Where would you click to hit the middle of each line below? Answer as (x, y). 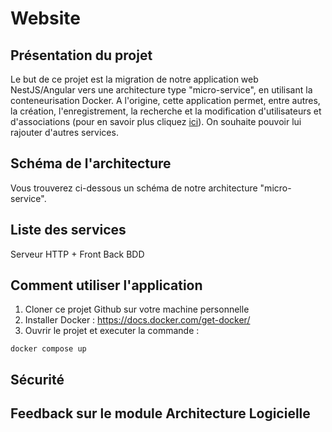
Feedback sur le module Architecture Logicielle (160, 413)
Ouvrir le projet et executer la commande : (112, 331)
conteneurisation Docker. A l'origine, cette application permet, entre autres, (165, 100)
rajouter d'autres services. (64, 132)
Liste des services (68, 230)
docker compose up (48, 349)
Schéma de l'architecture (91, 163)
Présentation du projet (81, 55)
